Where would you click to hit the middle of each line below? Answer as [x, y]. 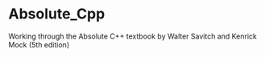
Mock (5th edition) [39, 44]
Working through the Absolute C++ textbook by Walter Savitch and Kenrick [133, 36]
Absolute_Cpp [57, 14]
